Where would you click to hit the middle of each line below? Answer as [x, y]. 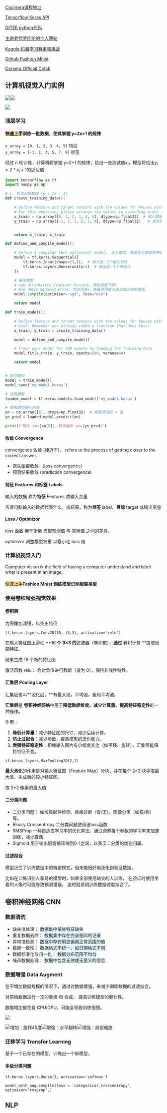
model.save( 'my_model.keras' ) [37, 385]
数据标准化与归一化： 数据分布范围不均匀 [54, 954]
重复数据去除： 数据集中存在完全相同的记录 [56, 935]
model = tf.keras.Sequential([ [46, 257]
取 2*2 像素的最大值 [26, 787]
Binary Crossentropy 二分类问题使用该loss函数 [60, 824]
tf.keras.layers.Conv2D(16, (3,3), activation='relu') [63, 633]
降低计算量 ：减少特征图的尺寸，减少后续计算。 [60, 732]
